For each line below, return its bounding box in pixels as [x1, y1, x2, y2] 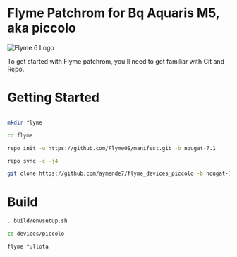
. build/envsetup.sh [7, 217, 68, 224]
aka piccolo [7, 20, 76, 36]
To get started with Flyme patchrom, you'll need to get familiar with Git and [7, 57, 224, 65]
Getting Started [7, 90, 100, 105]
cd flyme [7, 132, 33, 139]
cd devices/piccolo [7, 230, 65, 238]
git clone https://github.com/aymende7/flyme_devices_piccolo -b [7, 170, 203, 178]
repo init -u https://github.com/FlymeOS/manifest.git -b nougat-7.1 [7, 144, 217, 152]
